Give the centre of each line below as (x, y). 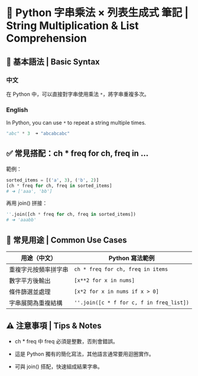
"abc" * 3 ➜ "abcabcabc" (38, 134)
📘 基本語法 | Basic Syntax (53, 61)
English (17, 110)
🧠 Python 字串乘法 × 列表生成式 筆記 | (98, 13)
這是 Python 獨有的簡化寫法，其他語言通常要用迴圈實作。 (85, 353)
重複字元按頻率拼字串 (39, 270)
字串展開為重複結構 (36, 303)
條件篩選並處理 (30, 292)
